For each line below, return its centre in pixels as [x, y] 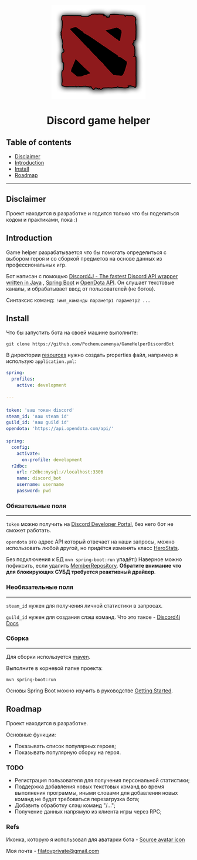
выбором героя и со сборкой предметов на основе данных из [84, 258]
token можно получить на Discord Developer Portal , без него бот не [90, 524]
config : [21, 447]
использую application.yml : [41, 361]
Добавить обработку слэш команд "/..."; [65, 805]
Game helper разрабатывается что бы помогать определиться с [86, 252]
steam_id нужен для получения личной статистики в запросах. [84, 605]
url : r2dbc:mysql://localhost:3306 [60, 472]
